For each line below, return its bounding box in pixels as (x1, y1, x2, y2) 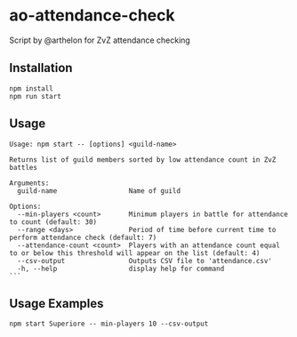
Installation (9, 60, 73, 76)
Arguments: (9, 179, 50, 188)
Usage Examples (9, 295, 104, 311)
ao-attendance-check (9, 5, 175, 26)
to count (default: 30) (9, 217, 98, 227)
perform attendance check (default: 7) (9, 233, 157, 242)
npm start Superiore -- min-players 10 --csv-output (9, 319, 209, 329)
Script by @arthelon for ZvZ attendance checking (9, 35, 191, 45)
